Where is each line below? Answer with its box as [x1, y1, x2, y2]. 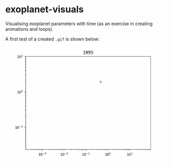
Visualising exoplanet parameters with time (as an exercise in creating [5, 20, 153, 27]
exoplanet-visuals [5, 4, 84, 15]
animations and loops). [5, 26, 54, 32]
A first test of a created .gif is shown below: [5, 36, 100, 42]
